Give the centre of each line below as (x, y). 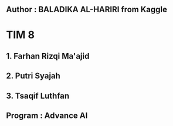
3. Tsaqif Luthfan (38, 96)
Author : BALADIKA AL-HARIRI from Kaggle (87, 10)
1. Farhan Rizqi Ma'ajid (48, 56)
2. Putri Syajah (33, 76)
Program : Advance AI (47, 116)
